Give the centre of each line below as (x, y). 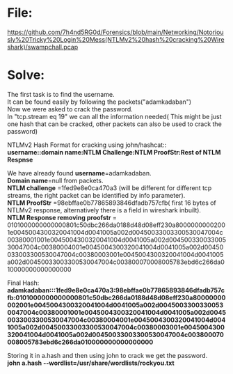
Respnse (20, 159)
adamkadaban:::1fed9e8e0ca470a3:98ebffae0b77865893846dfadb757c (116, 290)
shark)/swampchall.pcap (43, 47)
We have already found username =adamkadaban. (79, 173)
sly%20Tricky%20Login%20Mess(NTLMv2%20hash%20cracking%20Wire (116, 39)
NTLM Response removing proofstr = (62, 217)
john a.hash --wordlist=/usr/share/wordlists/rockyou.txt (91, 363)
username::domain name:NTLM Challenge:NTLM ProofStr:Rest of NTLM (114, 152)
